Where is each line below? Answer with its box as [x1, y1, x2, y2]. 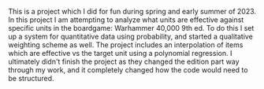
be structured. [8, 74, 54, 83]
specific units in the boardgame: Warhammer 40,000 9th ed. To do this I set [8, 24, 255, 32]
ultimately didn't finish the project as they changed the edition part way [8, 57, 240, 66]
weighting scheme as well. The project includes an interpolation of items [8, 40, 244, 50]
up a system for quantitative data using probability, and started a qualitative [8, 32, 254, 41]
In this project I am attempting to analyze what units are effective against [8, 15, 244, 24]
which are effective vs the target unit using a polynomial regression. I [8, 49, 232, 57]
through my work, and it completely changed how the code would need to [8, 65, 248, 74]
